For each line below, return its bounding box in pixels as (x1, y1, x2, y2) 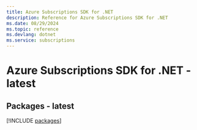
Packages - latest (6, 101, 75, 111)
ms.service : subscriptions (6, 37, 75, 43)
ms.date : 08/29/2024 (6, 20, 59, 26)
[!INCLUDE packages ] (6, 117, 62, 124)
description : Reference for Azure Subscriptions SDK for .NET (6, 15, 168, 21)
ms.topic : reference (6, 26, 59, 32)
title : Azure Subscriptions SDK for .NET (6, 9, 114, 15)
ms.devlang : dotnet (6, 32, 56, 38)
